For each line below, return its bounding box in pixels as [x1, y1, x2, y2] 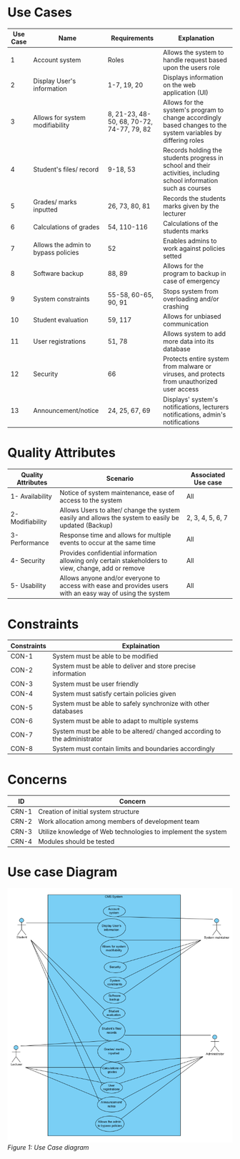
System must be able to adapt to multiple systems [52, 717, 199, 725]
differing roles [163, 136, 204, 145]
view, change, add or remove [59, 564, 145, 572]
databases [52, 707, 84, 715]
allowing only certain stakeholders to [59, 556, 168, 564]
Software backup [33, 269, 84, 278]
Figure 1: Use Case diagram [7, 1143, 89, 1151]
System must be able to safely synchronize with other [52, 700, 210, 708]
